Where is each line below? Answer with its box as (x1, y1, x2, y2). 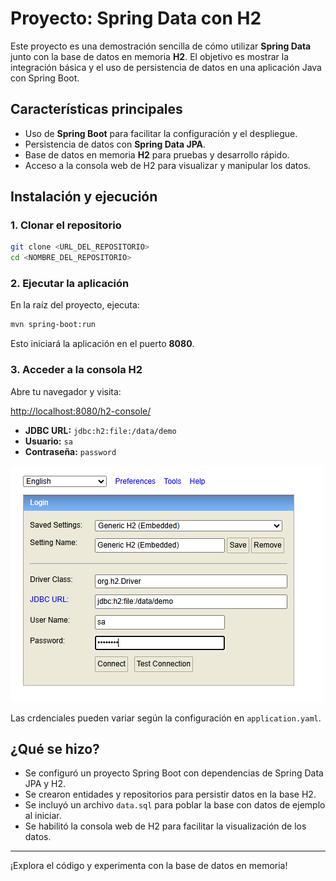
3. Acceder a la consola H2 (10, 363, 143, 377)
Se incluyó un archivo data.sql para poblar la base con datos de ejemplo (24, 799, 326, 811)
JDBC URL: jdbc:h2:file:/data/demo (24, 424, 177, 436)
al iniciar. (24, 810, 62, 822)
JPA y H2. (24, 778, 67, 790)
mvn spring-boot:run (10, 320, 97, 330)
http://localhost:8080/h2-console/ (10, 405, 152, 417)
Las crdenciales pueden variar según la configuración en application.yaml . (10, 712, 322, 724)
